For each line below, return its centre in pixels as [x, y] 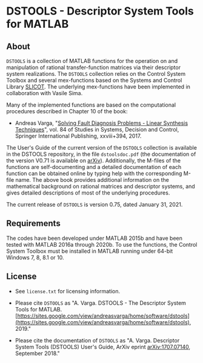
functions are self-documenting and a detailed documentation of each [94, 167]
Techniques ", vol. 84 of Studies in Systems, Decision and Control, [97, 129]
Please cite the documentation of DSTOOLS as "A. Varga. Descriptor [97, 340]
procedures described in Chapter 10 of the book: [67, 111]
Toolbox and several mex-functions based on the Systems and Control [94, 80]
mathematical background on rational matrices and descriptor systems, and [101, 186]
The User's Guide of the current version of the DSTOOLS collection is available [101, 148]
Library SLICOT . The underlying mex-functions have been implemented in [98, 87]
